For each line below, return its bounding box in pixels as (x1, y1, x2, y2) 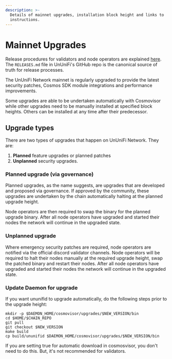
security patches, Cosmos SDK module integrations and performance (5, 83, 152, 89)
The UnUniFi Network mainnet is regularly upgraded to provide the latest (5, 77, 159, 83)
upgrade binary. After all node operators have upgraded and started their (5, 214, 160, 221)
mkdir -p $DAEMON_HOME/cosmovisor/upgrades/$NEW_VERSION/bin (5, 311, 139, 316)
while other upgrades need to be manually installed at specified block (5, 103, 152, 109)
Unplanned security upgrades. (12, 158, 79, 164)
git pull (5, 320, 24, 326)
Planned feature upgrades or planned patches (12, 152, 111, 159)
